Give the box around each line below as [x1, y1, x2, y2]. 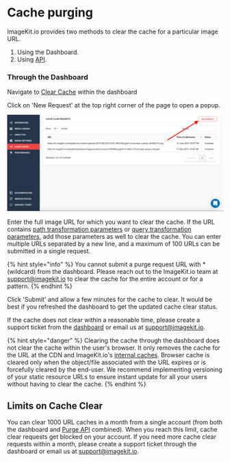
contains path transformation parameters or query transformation [7, 225, 192, 233]
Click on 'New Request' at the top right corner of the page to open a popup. [7, 101, 220, 110]
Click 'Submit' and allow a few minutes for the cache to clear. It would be [7, 296, 213, 304]
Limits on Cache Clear [7, 400, 103, 411]
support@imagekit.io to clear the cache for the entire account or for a [7, 275, 203, 283]
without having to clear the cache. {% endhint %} [7, 380, 146, 388]
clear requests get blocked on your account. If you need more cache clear [7, 433, 217, 441]
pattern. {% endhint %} [7, 282, 73, 290]
